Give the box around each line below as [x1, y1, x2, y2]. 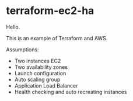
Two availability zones [14, 63, 68, 71]
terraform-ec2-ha [6, 4, 94, 18]
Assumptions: [6, 46, 39, 53]
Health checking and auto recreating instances [14, 88, 127, 95]
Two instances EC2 [14, 57, 61, 64]
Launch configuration [14, 69, 66, 76]
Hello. [6, 23, 20, 30]
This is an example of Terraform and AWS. [6, 34, 108, 41]
